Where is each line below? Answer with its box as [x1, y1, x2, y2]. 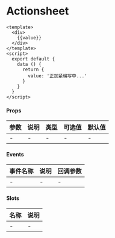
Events [6, 150, 24, 158]
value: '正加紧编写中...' [28, 72, 87, 79]
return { [22, 66, 45, 72]
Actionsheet [6, 4, 69, 18]
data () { [17, 61, 42, 67]
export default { [11, 56, 55, 62]
